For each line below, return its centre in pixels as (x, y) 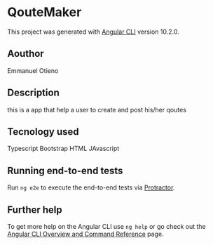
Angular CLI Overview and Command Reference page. (85, 234)
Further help (35, 210)
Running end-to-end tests (65, 170)
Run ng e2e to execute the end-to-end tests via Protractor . (91, 187)
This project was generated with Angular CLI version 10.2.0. (94, 32)
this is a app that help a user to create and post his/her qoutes (97, 110)
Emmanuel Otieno (33, 70)
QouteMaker (44, 12)
